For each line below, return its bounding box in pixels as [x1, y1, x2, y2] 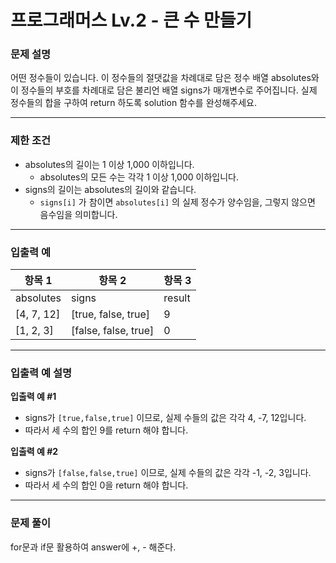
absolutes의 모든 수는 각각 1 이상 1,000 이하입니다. [39, 171, 239, 183]
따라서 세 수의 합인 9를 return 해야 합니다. [24, 424, 189, 436]
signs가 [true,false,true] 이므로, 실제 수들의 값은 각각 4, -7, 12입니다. [24, 412, 307, 424]
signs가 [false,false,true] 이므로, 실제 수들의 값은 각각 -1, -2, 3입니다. [24, 467, 312, 479]
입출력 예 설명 [10, 366, 73, 380]
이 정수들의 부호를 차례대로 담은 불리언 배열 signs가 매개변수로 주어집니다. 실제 [10, 84, 318, 96]
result [163, 291, 191, 305]
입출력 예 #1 [10, 391, 57, 403]
